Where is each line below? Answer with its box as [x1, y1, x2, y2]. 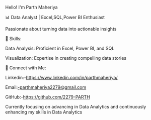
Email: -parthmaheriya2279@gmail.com [5, 84, 87, 90]
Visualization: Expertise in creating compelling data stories [5, 55, 127, 61]
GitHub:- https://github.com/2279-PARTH [5, 94, 91, 100]
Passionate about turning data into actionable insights [5, 26, 117, 32]
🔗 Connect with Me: [5, 65, 46, 71]
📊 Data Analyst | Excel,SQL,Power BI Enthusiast [5, 15, 105, 20]
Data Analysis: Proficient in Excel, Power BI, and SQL [5, 45, 115, 51]
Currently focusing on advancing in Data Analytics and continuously [5, 104, 146, 109]
